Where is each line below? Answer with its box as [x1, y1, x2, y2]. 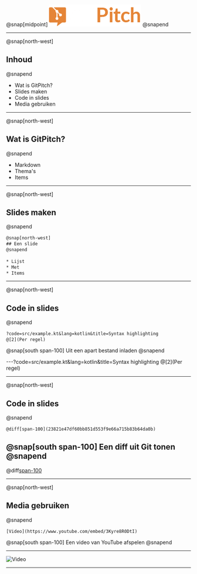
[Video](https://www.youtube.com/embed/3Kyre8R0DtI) [6, 528, 138, 534]
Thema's [14, 167, 36, 174]
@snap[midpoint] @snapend [6, 21, 169, 28]
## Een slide [6, 241, 38, 247]
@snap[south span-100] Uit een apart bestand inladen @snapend [6, 347, 165, 354]
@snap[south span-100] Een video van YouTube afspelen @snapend [6, 539, 172, 546]
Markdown [14, 161, 41, 168]
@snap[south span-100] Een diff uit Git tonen [6, 442, 176, 452]
